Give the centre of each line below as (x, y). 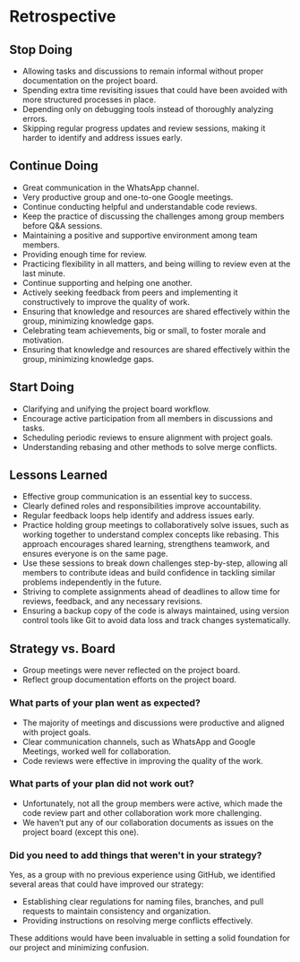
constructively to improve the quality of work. (106, 301)
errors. (34, 119)
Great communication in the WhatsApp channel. (111, 187)
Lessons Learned (58, 476)
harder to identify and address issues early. (102, 138)
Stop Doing (41, 50)
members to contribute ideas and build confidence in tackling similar (149, 573)
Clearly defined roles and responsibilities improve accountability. (141, 506)
